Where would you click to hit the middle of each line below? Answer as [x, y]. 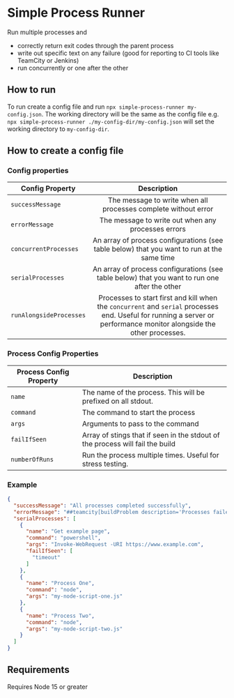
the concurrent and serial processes [158, 307]
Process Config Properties [53, 354]
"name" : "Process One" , [60, 584]
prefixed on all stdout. [118, 401]
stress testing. [106, 464]
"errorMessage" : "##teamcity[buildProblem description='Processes [112, 512]
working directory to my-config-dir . [58, 129]
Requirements [38, 670]
